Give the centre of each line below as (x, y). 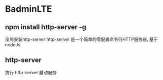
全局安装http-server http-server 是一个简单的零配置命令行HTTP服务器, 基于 (82, 39)
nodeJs (13, 45)
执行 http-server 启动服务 (31, 72)
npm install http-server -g (46, 27)
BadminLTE (29, 9)
